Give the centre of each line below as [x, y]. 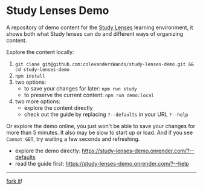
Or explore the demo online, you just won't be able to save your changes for [101, 126]
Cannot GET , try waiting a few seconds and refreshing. [73, 139]
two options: [31, 82]
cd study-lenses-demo [42, 70]
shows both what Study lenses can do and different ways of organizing [95, 33]
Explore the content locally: [40, 52]
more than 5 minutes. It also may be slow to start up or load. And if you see [100, 132]
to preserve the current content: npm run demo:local [89, 95]
